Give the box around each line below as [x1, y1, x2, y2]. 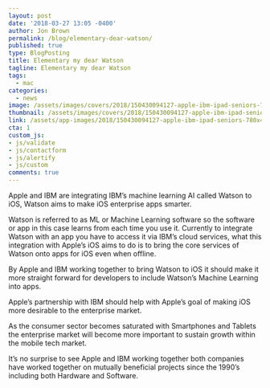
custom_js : [8, 131, 45, 139]
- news [15, 94, 38, 102]
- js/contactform [8, 146, 67, 154]
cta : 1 [8, 124, 31, 132]
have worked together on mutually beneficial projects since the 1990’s [8, 362, 240, 372]
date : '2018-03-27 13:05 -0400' [8, 19, 117, 27]
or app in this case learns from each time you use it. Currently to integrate [8, 223, 253, 233]
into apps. [8, 282, 42, 291]
